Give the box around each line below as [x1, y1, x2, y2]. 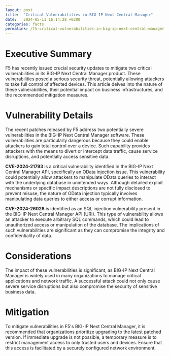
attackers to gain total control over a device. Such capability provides [5, 143, 150, 149]
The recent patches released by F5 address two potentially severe [5, 126, 144, 133]
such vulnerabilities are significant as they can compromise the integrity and [5, 227, 165, 233]
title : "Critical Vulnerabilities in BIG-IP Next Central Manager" [5, 12, 153, 17]
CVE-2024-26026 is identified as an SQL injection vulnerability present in [5, 206, 161, 211]
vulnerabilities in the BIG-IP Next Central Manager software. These [5, 132, 145, 138]
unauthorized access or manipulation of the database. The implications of [5, 222, 160, 228]
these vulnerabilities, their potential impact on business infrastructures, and [5, 87, 163, 93]
